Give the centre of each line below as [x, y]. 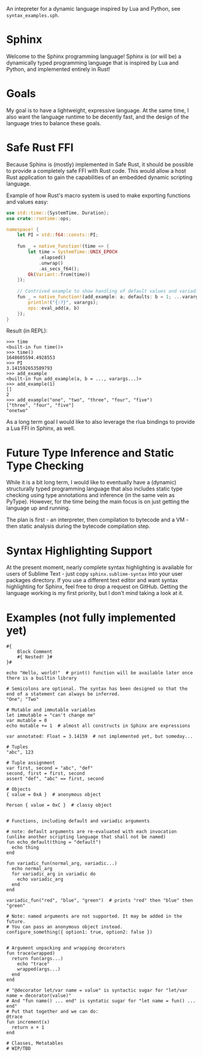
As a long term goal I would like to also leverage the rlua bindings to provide [101, 422]
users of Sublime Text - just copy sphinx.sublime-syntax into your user [95, 574]
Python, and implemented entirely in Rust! [58, 69]
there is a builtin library [42, 678]
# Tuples [17, 747]
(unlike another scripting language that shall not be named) [86, 837]
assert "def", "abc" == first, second [55, 779]
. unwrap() [51, 263]
